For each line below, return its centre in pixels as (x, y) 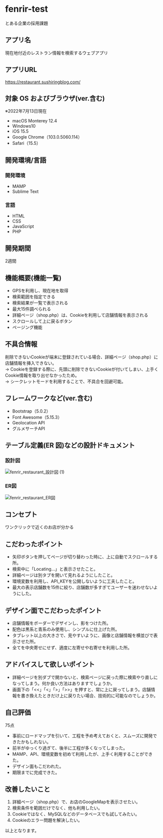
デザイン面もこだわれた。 (38, 766)
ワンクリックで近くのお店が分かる (39, 527)
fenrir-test (26, 9)
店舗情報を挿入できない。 (31, 363)
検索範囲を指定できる (34, 297)
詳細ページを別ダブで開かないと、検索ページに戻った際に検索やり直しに (85, 677)
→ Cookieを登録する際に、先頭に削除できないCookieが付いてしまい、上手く (82, 369)
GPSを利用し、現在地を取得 (40, 290)
